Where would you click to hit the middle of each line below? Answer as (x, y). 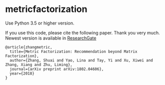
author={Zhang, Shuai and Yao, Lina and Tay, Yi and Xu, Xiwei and (81, 60)
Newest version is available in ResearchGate (51, 38)
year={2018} (22, 73)
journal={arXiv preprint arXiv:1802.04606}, (57, 69)
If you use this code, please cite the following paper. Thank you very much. (82, 32)
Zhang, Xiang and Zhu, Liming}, (39, 64)
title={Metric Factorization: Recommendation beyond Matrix (73, 51)
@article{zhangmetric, (29, 47)
